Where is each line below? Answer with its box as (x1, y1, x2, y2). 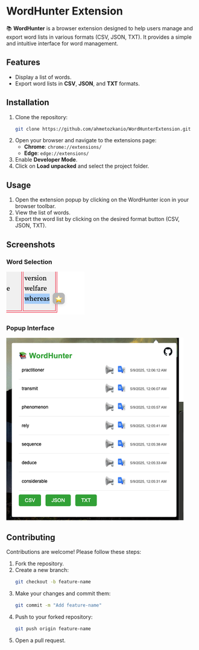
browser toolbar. (14, 203, 56, 210)
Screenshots (6, 239, 55, 249)
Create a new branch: (14, 566, 69, 574)
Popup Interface (6, 324, 55, 332)
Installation (6, 97, 49, 108)
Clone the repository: (14, 113, 68, 120)
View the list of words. (14, 209, 71, 216)
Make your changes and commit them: (14, 589, 111, 597)
